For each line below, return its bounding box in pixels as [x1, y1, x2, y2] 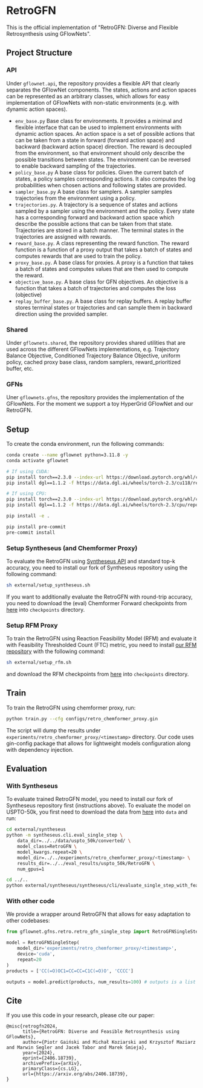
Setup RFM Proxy [6, 621, 59, 629]
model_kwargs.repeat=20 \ [17, 849, 83, 855]
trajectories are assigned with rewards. [14, 233, 112, 240]
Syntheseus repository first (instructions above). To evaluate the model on [6, 802, 191, 809]
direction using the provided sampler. [14, 310, 108, 317]
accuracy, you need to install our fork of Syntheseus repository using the [6, 564, 188, 571]
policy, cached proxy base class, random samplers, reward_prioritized [6, 358, 181, 365]
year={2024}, [22, 1050, 56, 1056]
